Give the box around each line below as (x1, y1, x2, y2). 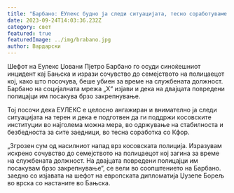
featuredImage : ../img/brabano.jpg (7, 36, 111, 44)
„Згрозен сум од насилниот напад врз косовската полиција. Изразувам (7, 142, 222, 149)
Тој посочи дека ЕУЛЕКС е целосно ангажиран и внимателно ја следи (7, 106, 217, 114)
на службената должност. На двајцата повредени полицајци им (7, 157, 198, 165)
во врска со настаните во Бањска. (7, 179, 111, 187)
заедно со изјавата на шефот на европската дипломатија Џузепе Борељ (7, 171, 224, 180)
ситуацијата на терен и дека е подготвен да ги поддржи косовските (7, 113, 212, 121)
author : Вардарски (7, 43, 61, 50)
